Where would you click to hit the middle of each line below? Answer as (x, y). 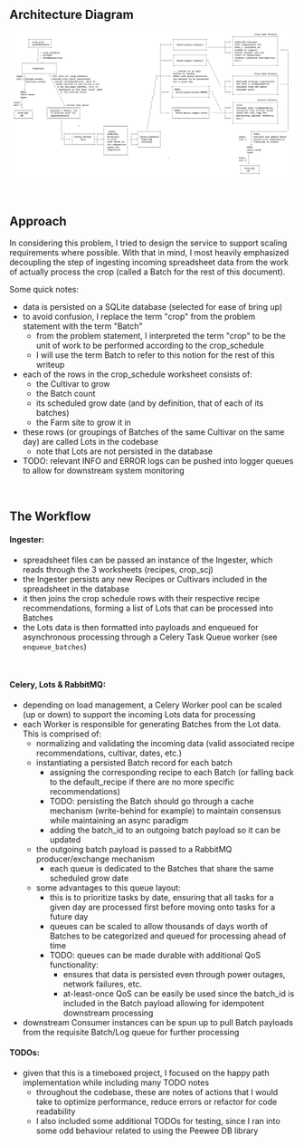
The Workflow (50, 517)
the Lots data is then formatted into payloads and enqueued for (141, 627)
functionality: (74, 965)
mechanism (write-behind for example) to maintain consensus (166, 811)
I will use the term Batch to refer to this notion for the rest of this (155, 355)
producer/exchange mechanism (95, 859)
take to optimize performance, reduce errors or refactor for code (157, 1102)
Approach (38, 221)
